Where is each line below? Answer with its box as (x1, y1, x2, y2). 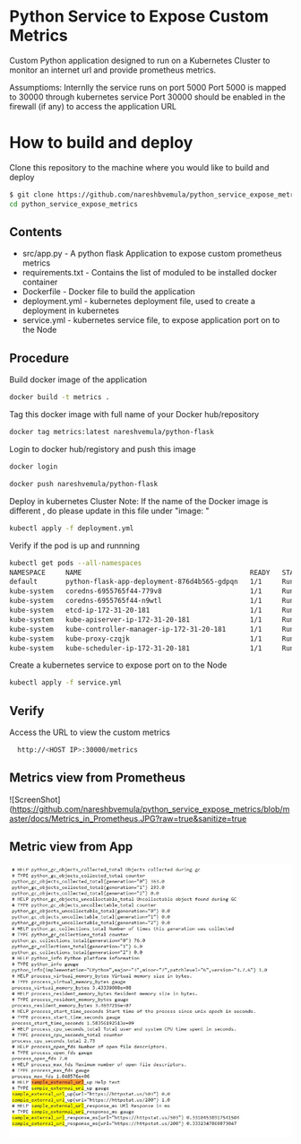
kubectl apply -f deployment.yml (9, 523, 134, 533)
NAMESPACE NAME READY (9, 568, 271, 577)
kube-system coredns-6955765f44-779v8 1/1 (9, 587, 262, 596)
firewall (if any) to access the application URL (9, 100, 177, 111)
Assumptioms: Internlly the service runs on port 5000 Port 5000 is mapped (9, 82, 287, 92)
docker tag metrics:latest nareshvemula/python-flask (9, 428, 215, 437)
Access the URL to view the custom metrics (9, 727, 170, 738)
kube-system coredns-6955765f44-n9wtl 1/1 (9, 597, 262, 606)
